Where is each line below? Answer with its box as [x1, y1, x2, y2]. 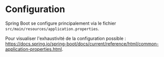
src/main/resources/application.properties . [5, 25, 99, 31]
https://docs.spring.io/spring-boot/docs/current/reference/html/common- [5, 40, 159, 46]
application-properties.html [5, 46, 62, 52]
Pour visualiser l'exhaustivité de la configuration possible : [5, 35, 126, 41]
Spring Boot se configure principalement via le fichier [5, 20, 116, 26]
